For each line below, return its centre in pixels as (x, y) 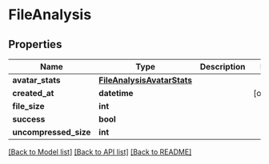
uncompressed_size (52, 132)
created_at (33, 93)
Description (223, 67)
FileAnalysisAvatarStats (145, 80)
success (29, 119)
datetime (116, 93)
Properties (35, 44)
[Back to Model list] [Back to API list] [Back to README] (100, 152)
